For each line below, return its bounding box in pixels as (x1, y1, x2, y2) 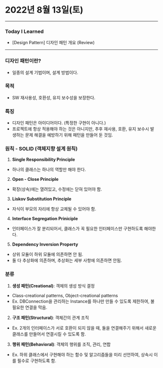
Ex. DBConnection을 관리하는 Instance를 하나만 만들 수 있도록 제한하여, (12, 298, 149, 304)
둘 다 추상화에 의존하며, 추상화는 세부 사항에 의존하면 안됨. (12, 257, 122, 263)
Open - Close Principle (12, 176, 59, 182)
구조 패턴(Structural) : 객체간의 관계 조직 (12, 315, 89, 320)
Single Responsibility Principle (12, 157, 75, 162)
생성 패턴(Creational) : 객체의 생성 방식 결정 (12, 283, 95, 288)
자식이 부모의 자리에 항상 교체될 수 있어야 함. (12, 206, 97, 212)
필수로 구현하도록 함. (17, 357, 57, 364)
